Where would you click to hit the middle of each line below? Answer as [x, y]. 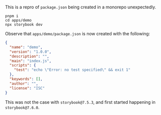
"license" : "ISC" [27, 88]
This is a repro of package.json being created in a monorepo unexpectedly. [80, 7]
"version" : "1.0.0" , [30, 52]
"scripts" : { [23, 66]
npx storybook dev [24, 24]
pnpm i [12, 16]
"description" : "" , [29, 56]
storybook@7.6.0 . [22, 107]
